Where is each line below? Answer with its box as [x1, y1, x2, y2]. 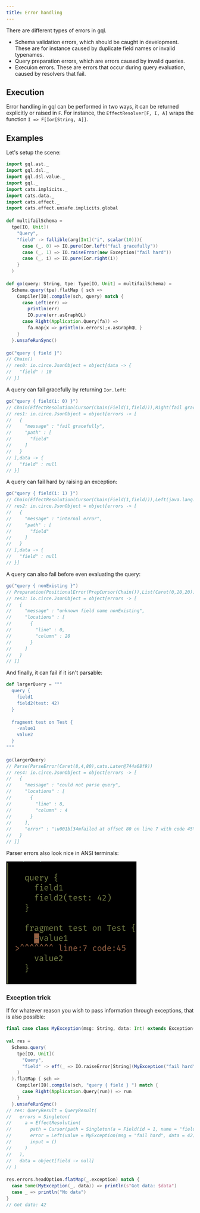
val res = [6, 1038, 31, 1044]
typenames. [14, 51, 45, 58]
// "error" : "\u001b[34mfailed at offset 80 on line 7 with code [6, 826, 185, 832]
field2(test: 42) [17, 700, 60, 706]
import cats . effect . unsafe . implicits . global [6, 205, 118, 211]
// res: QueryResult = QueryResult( [6, 1107, 97, 1113]
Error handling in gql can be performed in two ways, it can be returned [6, 103, 179, 110]
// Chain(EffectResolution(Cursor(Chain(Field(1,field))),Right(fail [6, 405, 183, 410]
